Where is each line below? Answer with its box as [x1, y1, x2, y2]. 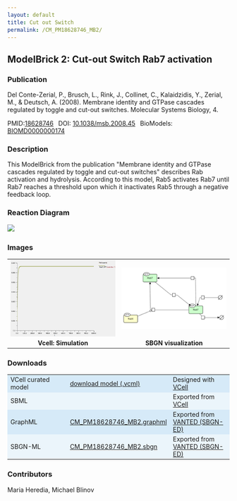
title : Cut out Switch [7, 18, 74, 26]
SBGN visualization [145, 339, 203, 347]
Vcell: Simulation [37, 339, 88, 347]
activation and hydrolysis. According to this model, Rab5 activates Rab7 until [7, 175, 229, 183]
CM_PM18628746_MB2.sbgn [69, 442, 158, 451]
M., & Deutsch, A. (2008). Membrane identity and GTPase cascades [7, 98, 205, 107]
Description [7, 144, 49, 154]
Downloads [7, 358, 47, 368]
